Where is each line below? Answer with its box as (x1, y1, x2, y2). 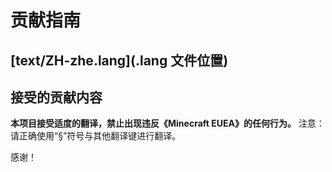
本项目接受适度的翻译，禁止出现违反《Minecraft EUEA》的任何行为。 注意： (10, 117, 325, 130)
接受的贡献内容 (10, 89, 103, 106)
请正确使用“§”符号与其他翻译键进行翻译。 (10, 130, 182, 142)
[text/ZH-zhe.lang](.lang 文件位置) (10, 52, 229, 69)
